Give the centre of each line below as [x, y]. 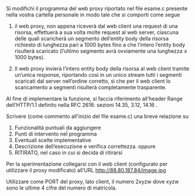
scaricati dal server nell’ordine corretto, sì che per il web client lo [93, 81]
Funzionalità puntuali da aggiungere [58, 128]
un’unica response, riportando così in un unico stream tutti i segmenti [98, 75]
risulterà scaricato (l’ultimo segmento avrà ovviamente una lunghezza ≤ [101, 51]
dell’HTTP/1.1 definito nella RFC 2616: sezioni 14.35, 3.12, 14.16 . [82, 105]
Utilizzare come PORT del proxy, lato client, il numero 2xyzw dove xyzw [93, 182]
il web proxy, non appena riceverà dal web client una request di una [96, 26]
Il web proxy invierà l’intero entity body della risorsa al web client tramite [102, 69]
